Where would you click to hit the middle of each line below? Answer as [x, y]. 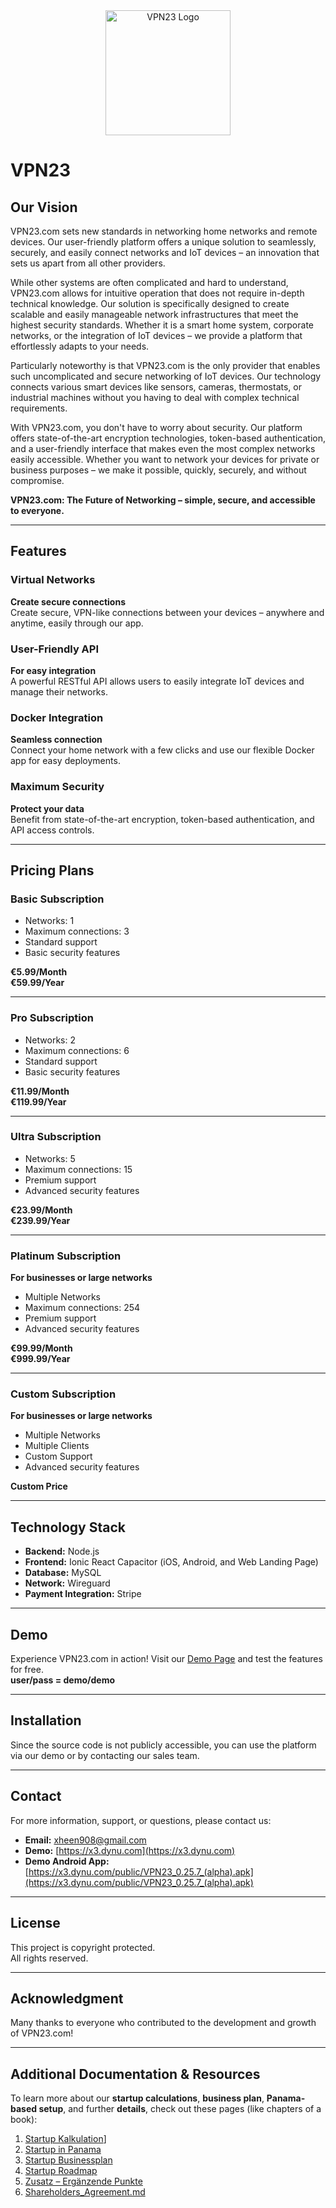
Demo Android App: [67, 1861]
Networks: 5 [50, 1158]
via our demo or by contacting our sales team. [105, 1755]
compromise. [37, 480]
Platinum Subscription [66, 1256]
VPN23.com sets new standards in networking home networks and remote [164, 231]
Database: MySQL [63, 1573]
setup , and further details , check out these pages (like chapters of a [180, 2109]
